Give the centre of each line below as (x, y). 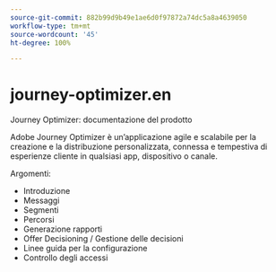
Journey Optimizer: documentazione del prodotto (101, 120)
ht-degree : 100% (40, 43)
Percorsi (39, 220)
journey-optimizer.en (91, 95)
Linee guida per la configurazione (85, 249)
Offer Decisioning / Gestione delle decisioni (103, 239)
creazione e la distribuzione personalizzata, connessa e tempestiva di (139, 147)
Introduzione (47, 191)
